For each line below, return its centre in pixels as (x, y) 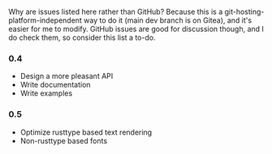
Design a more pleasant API (67, 76)
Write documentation (55, 85)
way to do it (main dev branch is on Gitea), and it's (168, 20)
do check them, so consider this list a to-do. (82, 37)
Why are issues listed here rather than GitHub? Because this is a (116, 12)
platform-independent (45, 20)
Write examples (46, 93)
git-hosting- (244, 12)
